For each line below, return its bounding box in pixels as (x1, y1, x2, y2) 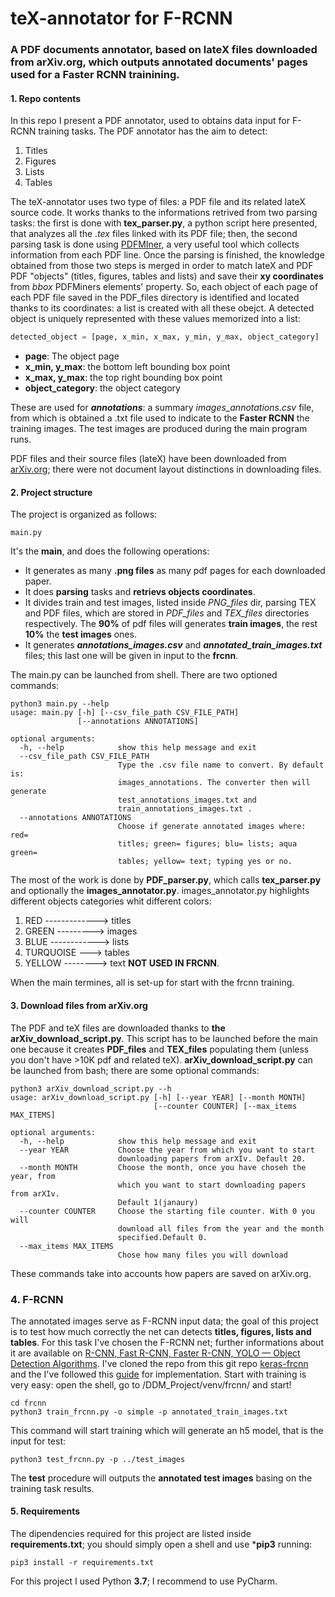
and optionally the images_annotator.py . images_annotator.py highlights (10, 885, 310, 897)
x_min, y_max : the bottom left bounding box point (24, 361, 231, 373)
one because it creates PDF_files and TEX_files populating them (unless (10, 1043, 310, 1055)
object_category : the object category (24, 382, 181, 394)
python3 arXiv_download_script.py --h (10, 1083, 172, 1094)
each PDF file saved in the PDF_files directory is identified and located (10, 292, 300, 304)
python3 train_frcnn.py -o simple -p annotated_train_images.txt (10, 1407, 288, 1417)
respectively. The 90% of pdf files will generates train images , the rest (24, 618, 318, 630)
